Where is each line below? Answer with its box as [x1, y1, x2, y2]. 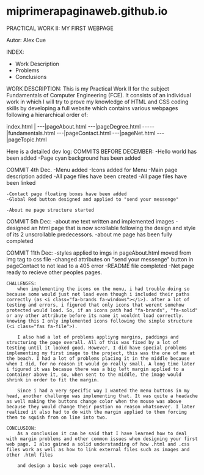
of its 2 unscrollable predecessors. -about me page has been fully [6, 231, 173, 238]
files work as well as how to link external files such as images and [6, 446, 190, 452]
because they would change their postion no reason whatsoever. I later [6, 403, 195, 410]
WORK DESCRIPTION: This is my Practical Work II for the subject [6, 84, 170, 92]
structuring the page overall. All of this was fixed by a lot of [6, 339, 179, 345]
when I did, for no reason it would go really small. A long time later [6, 361, 195, 367]
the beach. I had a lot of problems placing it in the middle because [6, 355, 190, 362]
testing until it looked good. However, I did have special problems [6, 345, 188, 351]
